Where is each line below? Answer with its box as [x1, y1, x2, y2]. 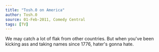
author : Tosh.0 [5, 12, 38, 17]
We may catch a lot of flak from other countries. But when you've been [5, 36, 154, 42]
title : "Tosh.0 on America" [5, 7, 65, 13]
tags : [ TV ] [5, 21, 29, 27]
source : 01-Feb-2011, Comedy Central [5, 17, 86, 22]
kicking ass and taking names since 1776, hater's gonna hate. [5, 41, 134, 47]
